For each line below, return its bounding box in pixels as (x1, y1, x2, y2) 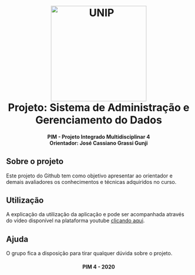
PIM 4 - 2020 (82, 263, 116, 270)
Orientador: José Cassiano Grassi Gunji (49, 139, 148, 146)
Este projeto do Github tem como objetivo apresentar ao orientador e (6, 172, 173, 179)
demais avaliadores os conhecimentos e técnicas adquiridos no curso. (6, 178, 177, 185)
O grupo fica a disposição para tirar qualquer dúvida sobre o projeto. (6, 250, 173, 257)
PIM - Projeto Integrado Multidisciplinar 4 (47, 133, 150, 140)
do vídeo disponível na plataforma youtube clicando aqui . (6, 217, 145, 224)
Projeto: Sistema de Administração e (8, 101, 190, 115)
